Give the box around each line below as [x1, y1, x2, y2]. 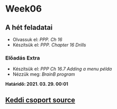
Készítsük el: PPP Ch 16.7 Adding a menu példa [12, 66, 112, 72]
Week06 [5, 3, 42, 15]
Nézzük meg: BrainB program [12, 71, 75, 77]
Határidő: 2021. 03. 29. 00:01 [5, 81, 69, 87]
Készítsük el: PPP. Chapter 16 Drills [12, 42, 86, 48]
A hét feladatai [5, 23, 53, 32]
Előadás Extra [5, 54, 40, 61]
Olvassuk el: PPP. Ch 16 [12, 36, 63, 42]
